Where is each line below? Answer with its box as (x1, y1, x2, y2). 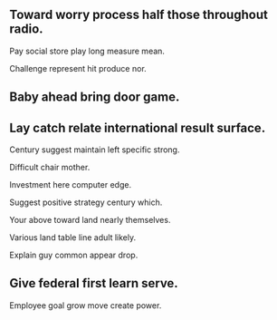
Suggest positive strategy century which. (9, 197, 163, 208)
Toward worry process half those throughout (9, 7, 269, 23)
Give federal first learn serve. (9, 276, 178, 291)
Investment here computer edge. (9, 179, 132, 190)
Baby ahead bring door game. (9, 90, 180, 105)
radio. (9, 22, 43, 37)
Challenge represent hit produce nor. (9, 63, 147, 73)
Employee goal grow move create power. (9, 299, 162, 311)
